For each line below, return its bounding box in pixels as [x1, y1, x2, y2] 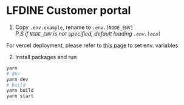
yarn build [6, 87, 34, 94]
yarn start [6, 93, 34, 100]
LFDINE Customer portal [6, 4, 131, 17]
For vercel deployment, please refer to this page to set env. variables [6, 42, 179, 49]
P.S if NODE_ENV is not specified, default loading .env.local [15, 30, 161, 37]
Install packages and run [15, 53, 77, 60]
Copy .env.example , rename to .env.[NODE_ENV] [15, 24, 134, 31]
